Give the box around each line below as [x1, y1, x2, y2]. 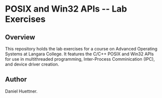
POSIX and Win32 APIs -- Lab [5, 3, 127, 15]
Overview [5, 33, 36, 41]
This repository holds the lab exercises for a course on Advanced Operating [5, 46, 158, 51]
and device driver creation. [5, 62, 60, 67]
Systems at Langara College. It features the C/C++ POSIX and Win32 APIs [5, 51, 154, 57]
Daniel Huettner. [5, 88, 38, 94]
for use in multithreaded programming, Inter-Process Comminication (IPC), [5, 56, 155, 62]
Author [5, 75, 27, 83]
